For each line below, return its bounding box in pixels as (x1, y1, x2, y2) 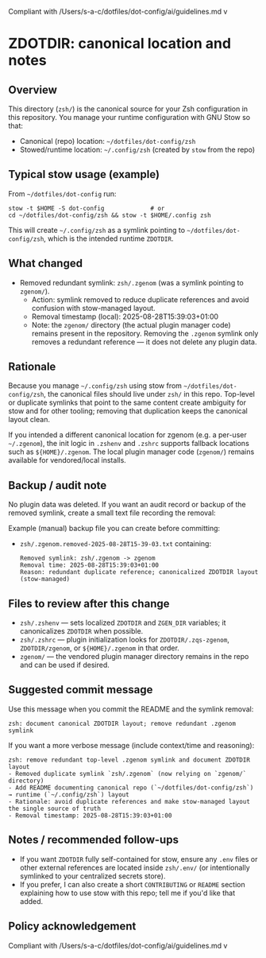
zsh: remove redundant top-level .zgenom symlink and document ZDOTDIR (8, 755, 250, 764)
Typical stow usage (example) (8, 168, 160, 181)
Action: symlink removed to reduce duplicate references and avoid (31, 294, 249, 304)
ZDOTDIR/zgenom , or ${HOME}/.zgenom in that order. (19, 643, 180, 653)
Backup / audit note (8, 479, 107, 492)
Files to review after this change (8, 596, 170, 611)
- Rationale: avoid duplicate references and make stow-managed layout (8, 797, 250, 805)
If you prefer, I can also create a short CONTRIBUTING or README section (19, 879, 245, 889)
